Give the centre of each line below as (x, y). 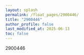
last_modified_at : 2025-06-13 (38, 29)
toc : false (17, 34)
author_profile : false (29, 24)
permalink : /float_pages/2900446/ (42, 15)
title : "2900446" (24, 19)
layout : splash (22, 10)
